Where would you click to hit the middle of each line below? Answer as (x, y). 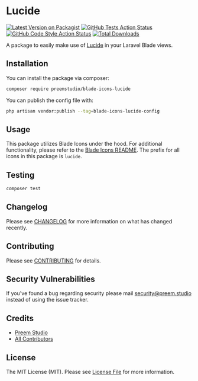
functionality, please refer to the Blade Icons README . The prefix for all (93, 150)
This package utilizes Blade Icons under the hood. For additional (84, 144)
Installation (27, 64)
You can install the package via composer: (58, 78)
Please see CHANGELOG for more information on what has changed (89, 221)
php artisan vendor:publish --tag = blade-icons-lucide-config (83, 111)
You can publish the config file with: (50, 100)
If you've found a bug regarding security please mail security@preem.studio (99, 293)
